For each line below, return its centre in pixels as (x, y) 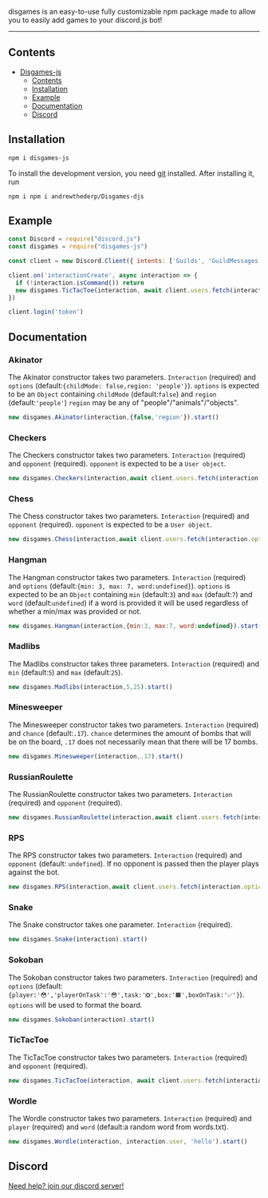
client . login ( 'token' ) (46, 312)
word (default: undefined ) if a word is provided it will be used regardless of (128, 603)
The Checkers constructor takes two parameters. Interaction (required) (127, 456)
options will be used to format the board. (75, 1005)
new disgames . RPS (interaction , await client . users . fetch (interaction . (126, 887)
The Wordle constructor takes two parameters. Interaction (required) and (130, 1118)
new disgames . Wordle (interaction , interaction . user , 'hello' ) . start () (128, 1141)
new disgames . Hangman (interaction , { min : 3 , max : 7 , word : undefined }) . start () (137, 626)
